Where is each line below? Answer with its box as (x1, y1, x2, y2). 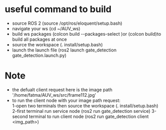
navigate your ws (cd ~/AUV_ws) (12, 25, 80, 31)
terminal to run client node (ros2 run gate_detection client (29, 113, 149, 119)
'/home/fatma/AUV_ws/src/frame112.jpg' (12, 92, 97, 98)
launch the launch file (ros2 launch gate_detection (12, 47, 117, 53)
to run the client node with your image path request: (12, 97, 121, 103)
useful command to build (5, 4, 112, 15)
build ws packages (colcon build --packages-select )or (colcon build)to (12, 31, 161, 37)
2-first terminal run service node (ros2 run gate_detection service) (12, 108, 151, 114)
